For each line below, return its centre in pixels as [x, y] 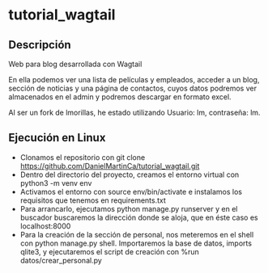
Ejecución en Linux [57, 138]
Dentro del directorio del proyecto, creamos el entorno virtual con [130, 174]
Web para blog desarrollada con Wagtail [75, 64]
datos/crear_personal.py [61, 260]
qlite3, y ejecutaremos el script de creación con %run [110, 251]
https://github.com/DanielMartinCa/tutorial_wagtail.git [110, 166]
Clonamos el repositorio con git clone [83, 157]
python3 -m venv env [56, 183]
